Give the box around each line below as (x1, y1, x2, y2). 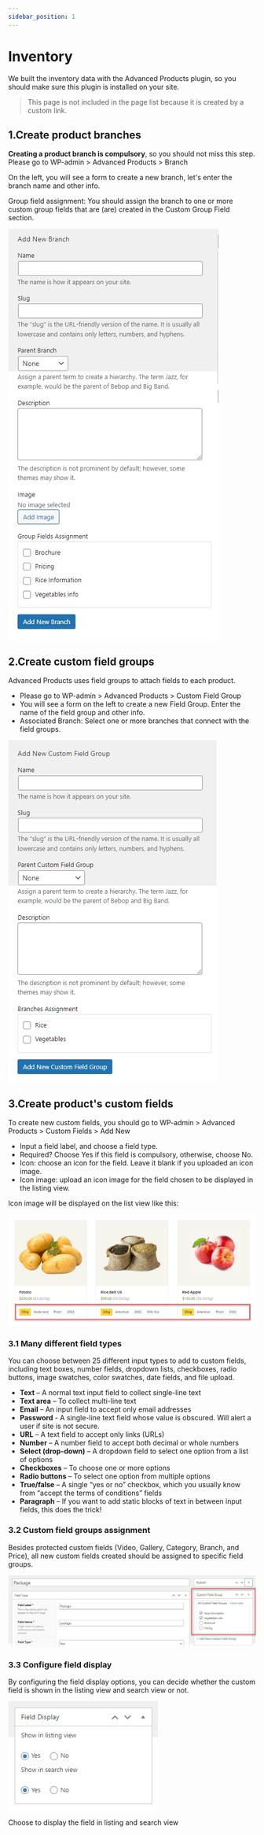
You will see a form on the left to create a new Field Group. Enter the (19, 700, 241, 709)
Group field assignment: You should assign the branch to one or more (8, 197, 233, 206)
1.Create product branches (8, 128, 141, 142)
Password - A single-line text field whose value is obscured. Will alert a (19, 1413, 251, 1423)
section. (8, 213, 35, 223)
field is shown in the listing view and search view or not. (8, 1685, 189, 1695)
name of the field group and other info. (19, 708, 145, 718)
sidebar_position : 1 (8, 13, 76, 20)
